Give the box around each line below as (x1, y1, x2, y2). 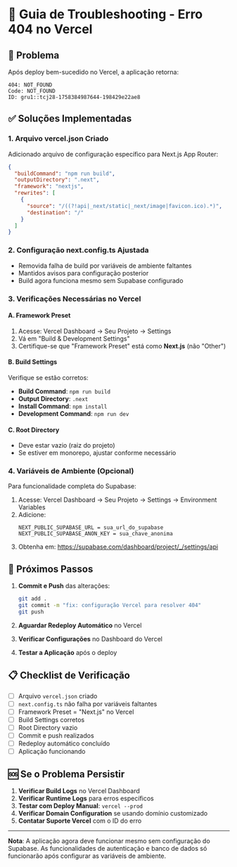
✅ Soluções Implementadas (8, 112, 132, 125)
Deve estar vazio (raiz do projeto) (18, 441, 115, 450)
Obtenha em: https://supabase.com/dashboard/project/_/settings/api (18, 542, 219, 551)
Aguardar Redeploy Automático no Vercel (18, 621, 142, 630)
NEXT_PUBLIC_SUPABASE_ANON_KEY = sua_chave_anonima (18, 530, 173, 537)
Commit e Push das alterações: (18, 582, 110, 590)
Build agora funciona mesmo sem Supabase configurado (18, 276, 184, 285)
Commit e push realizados (18, 731, 94, 740)
